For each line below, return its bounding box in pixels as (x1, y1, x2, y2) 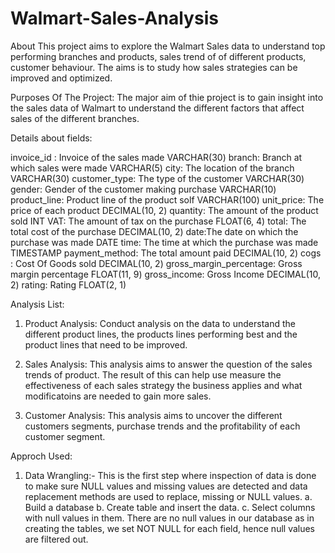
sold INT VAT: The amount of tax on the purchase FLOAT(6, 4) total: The (10, 215, 307, 227)
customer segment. (24, 430, 106, 442)
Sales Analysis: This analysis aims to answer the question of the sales (24, 358, 313, 370)
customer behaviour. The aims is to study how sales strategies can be (10, 61, 298, 73)
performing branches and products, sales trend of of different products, (10, 50, 307, 62)
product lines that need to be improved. (24, 338, 188, 351)
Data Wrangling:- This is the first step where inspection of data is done (24, 469, 317, 481)
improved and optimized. (10, 72, 113, 84)
